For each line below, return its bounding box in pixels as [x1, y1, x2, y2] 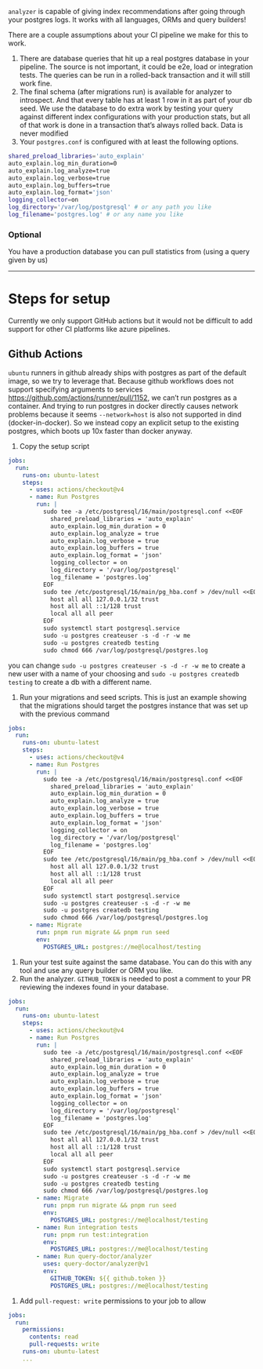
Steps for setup [8, 290, 111, 308]
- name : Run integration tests [36, 1223, 139, 1231]
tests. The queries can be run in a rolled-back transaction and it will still [19, 71, 250, 79]
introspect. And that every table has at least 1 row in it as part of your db [19, 96, 253, 104]
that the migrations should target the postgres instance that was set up [19, 701, 248, 710]
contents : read [28, 1333, 79, 1341]
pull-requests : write [28, 1341, 100, 1349]
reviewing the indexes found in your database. [19, 982, 169, 992]
